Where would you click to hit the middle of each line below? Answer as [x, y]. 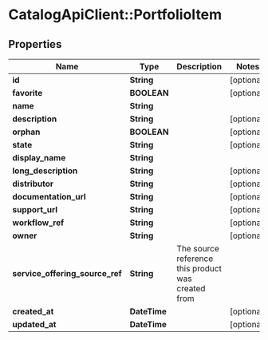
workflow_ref [38, 223]
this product [199, 269]
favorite [28, 93]
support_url [35, 210]
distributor [33, 184]
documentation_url [49, 197]
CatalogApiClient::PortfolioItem [115, 15]
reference [195, 259]
